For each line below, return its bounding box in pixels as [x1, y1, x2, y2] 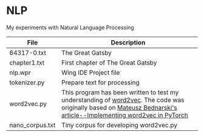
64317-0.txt [9, 48, 47, 57]
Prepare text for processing [61, 78, 140, 86]
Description [110, 38, 146, 46]
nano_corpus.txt [9, 121, 56, 129]
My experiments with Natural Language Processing [6, 24, 135, 31]
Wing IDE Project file [61, 68, 120, 77]
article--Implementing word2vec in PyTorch [61, 111, 188, 119]
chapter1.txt [9, 58, 44, 67]
